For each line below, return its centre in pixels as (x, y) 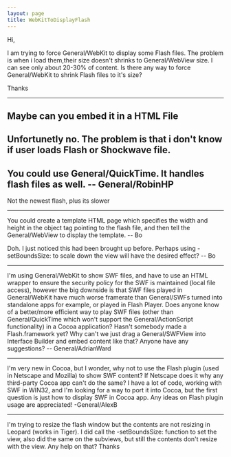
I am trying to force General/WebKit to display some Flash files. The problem (115, 53)
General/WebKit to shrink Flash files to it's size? (75, 75)
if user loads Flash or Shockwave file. (89, 150)
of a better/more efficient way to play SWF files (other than (90, 312)
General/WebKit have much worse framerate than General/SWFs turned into (115, 298)
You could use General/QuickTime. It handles (106, 174)
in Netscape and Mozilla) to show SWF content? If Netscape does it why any (115, 376)
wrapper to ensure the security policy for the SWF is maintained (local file (111, 283)
